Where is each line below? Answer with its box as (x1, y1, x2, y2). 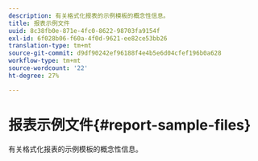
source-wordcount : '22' (8, 64, 89, 72)
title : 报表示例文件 (8, 19, 70, 27)
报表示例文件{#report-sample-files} (8, 116, 252, 134)
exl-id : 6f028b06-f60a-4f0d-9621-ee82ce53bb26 (8, 34, 168, 43)
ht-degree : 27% (8, 72, 60, 80)
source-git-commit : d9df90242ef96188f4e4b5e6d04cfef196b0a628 (8, 49, 222, 57)
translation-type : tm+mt (8, 42, 92, 50)
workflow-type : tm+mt (8, 57, 81, 65)
